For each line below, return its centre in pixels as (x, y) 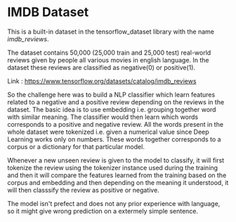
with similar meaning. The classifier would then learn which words (103, 117)
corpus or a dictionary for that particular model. (76, 146)
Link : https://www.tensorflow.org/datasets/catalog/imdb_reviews (102, 81)
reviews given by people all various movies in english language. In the (108, 60)
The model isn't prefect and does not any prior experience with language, (114, 203)
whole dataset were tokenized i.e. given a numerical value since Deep (108, 132)
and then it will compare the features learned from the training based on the (117, 175)
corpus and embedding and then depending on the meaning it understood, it (118, 182)
